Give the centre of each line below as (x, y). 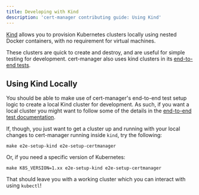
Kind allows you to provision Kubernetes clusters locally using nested (92, 34)
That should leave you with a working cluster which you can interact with (96, 179)
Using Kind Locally (42, 83)
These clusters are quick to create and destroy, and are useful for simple (96, 52)
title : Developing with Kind (42, 12)
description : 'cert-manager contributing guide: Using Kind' (84, 17)
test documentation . (31, 117)
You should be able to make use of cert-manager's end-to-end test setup (97, 98)
